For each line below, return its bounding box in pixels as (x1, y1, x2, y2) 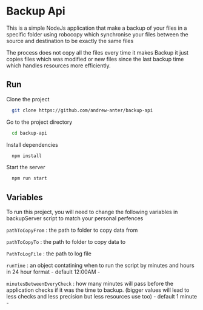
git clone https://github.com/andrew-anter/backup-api (12, 107, 153, 113)
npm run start (12, 175, 47, 181)
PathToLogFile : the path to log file (6, 250, 92, 257)
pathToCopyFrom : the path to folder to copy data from (6, 226, 138, 234)
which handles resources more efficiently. (6, 62, 111, 69)
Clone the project (6, 95, 50, 103)
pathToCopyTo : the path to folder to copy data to (6, 238, 126, 246)
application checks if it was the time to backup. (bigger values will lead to (6, 286, 190, 294)
